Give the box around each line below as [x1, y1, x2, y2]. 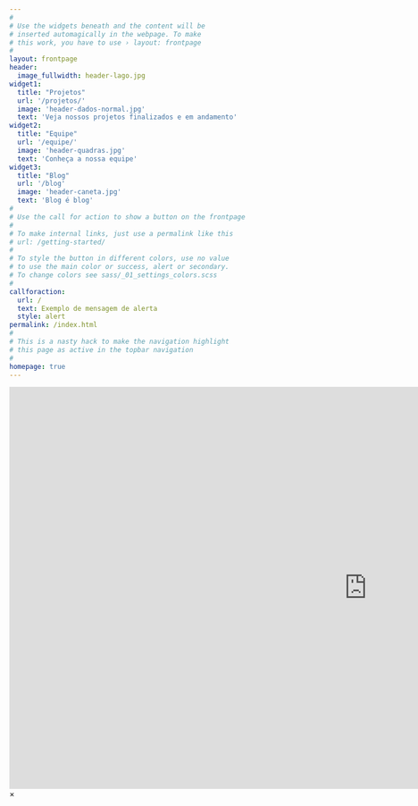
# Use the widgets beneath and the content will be [9, 21, 205, 30]
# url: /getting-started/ [9, 238, 105, 247]
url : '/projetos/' [17, 96, 87, 105]
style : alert [17, 312, 66, 322]
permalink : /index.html [9, 321, 98, 330]
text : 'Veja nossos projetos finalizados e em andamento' [17, 113, 238, 122]
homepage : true [9, 362, 66, 371]
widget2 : [9, 122, 42, 130]
